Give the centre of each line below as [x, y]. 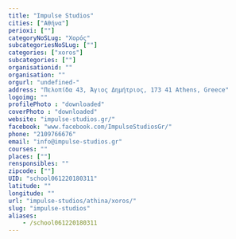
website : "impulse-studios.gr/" [62, 119]
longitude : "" [32, 193]
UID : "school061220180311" [53, 179]
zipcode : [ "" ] [32, 171]
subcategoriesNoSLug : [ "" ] [53, 45]
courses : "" [28, 149]
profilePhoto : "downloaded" [56, 104]
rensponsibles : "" [39, 164]
